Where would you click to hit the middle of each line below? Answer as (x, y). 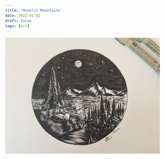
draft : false (18, 21)
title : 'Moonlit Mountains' (34, 10)
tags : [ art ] (17, 26)
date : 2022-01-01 (23, 15)
